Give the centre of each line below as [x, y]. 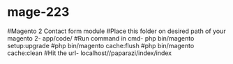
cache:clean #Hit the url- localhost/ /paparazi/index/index [90, 53]
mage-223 [38, 12]
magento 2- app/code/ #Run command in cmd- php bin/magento [101, 38]
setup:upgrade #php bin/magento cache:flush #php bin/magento [101, 45]
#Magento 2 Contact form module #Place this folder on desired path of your [116, 31]
